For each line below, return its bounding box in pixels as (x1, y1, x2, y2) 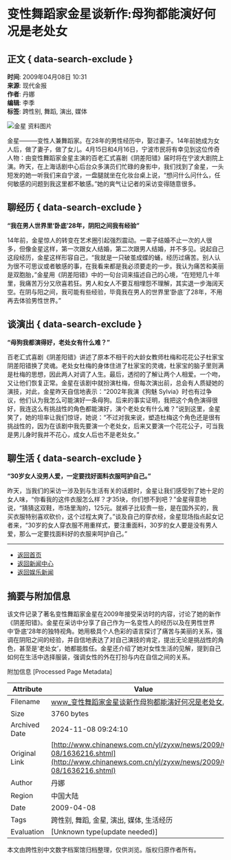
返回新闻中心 (16, 559, 54, 568)
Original (10, 749, 36, 759)
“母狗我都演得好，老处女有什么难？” (7, 338, 111, 346)
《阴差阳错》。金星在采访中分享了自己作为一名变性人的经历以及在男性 (7, 619, 203, 627)
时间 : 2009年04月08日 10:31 (7, 73, 87, 81)
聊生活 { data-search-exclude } (7, 452, 142, 464)
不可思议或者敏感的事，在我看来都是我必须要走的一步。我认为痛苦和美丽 (19, 261, 224, 270)
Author (10, 778, 33, 788)
